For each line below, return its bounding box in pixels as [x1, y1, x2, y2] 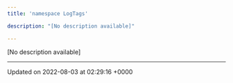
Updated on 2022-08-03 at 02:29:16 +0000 [7, 67, 133, 76]
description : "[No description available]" [7, 22, 135, 30]
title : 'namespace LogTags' [7, 10, 89, 17]
